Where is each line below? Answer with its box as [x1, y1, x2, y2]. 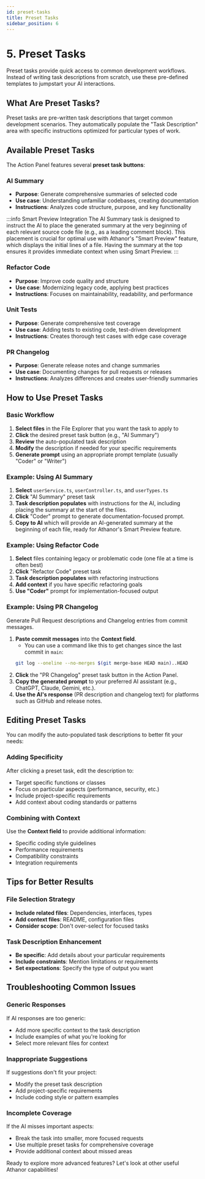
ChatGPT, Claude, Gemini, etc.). [15, 684, 96, 692]
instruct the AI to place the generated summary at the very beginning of [6, 222, 187, 229]
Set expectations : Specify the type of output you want [15, 964, 154, 972]
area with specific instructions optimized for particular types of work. [6, 127, 181, 135]
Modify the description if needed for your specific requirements [15, 444, 177, 451]
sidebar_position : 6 [6, 20, 59, 26]
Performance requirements [15, 845, 84, 853]
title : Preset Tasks [6, 15, 59, 21]
